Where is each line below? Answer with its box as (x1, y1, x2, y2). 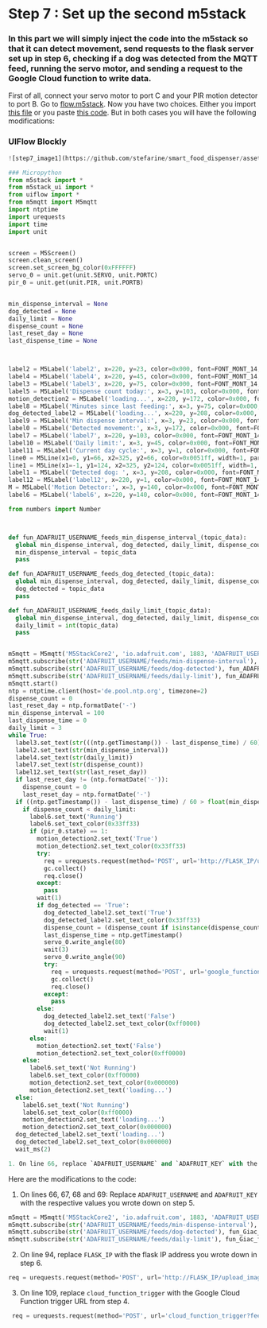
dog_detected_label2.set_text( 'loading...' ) (15, 1131, 165, 1139)
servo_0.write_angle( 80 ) (43, 938, 126, 946)
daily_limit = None (8, 315, 73, 323)
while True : (8, 731, 48, 740)
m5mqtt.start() (8, 679, 59, 688)
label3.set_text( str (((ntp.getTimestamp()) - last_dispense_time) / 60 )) (15, 739, 265, 747)
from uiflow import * (8, 191, 80, 199)
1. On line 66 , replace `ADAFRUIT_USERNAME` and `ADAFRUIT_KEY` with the (8, 1159, 258, 1167)
